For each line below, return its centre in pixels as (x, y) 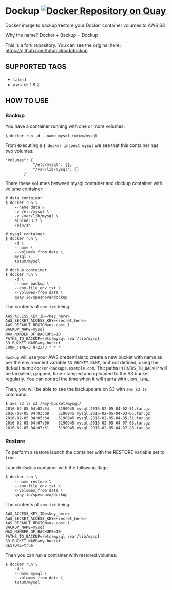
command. (17, 394)
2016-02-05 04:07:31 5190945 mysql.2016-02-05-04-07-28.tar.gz (78, 428)
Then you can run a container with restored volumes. (61, 555)
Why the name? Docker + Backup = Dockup (52, 35)
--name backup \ (32, 284)
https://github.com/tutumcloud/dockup (47, 50)
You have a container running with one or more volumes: (65, 126)
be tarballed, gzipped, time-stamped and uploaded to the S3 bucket (77, 374)
